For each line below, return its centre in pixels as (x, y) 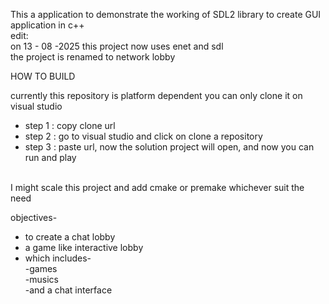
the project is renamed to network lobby (93, 57)
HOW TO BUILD (43, 76)
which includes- (58, 258)
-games (41, 268)
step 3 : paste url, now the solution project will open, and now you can (169, 147)
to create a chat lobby (70, 237)
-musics (41, 279)
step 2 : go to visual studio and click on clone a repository (143, 136)
